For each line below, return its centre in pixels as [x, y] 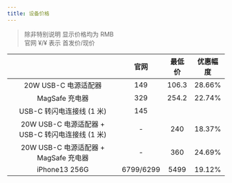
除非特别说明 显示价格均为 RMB [69, 34]
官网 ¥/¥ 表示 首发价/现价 [59, 43]
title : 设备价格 [28, 13]
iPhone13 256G [63, 169]
